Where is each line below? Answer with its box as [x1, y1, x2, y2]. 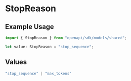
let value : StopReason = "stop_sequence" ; [5, 44, 94, 49]
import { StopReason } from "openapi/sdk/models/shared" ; [5, 35, 127, 40]
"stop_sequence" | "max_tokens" [5, 71, 72, 76]
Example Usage [5, 23, 54, 31]
